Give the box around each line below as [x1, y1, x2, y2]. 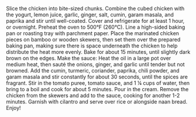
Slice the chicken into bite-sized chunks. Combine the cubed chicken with [6, 5, 185, 12]
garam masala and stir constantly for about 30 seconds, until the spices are [6, 73, 188, 80]
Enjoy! [6, 105, 22, 111]
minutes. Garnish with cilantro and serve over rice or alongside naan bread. [6, 98, 188, 105]
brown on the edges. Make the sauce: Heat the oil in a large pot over [6, 55, 171, 61]
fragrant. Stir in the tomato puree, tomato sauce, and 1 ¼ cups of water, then [6, 80, 190, 87]
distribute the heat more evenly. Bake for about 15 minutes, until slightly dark [6, 49, 191, 55]
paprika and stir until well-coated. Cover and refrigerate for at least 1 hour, [6, 18, 185, 24]
